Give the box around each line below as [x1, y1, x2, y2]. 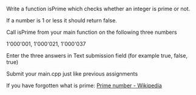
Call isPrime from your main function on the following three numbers [6, 28, 177, 36]
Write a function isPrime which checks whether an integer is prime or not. [6, 5, 191, 12]
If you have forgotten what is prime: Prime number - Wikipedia [6, 82, 162, 89]
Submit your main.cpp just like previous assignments [6, 70, 138, 77]
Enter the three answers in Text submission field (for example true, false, [6, 52, 188, 59]
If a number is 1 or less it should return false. [6, 17, 117, 24]
